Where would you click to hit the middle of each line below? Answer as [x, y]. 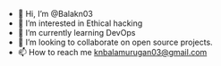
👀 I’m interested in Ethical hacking [80, 23]
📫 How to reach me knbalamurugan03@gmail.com [112, 52]
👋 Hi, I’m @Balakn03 [55, 14]
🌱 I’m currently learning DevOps [76, 33]
